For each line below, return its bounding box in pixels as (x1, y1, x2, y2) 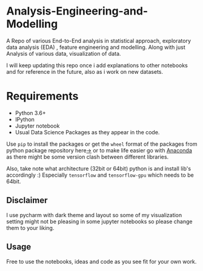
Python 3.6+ (15, 109, 47, 116)
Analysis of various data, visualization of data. (6, 50, 121, 57)
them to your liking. (6, 224, 55, 231)
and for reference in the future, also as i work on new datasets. (6, 68, 164, 75)
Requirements (6, 90, 79, 103)
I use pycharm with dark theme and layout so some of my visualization (6, 211, 182, 218)
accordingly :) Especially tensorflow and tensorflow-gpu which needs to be (6, 171, 194, 178)
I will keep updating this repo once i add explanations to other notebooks (6, 62, 188, 69)
